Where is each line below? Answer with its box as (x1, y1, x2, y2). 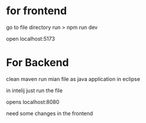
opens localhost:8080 (6, 98, 60, 105)
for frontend (6, 4, 67, 18)
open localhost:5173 (6, 35, 55, 42)
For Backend (6, 56, 69, 69)
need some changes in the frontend (6, 109, 93, 116)
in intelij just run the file (6, 87, 63, 94)
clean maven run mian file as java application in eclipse (6, 75, 141, 82)
